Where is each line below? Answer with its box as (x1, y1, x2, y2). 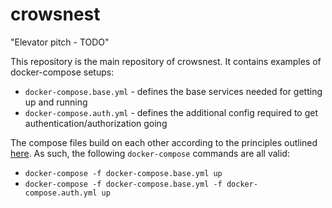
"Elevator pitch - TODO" (10, 36, 110, 48)
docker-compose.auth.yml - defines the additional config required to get (24, 106, 319, 118)
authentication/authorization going (24, 117, 168, 129)
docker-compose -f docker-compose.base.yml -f (24, 179, 223, 189)
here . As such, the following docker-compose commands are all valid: (10, 147, 290, 159)
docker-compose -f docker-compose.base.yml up (24, 168, 223, 178)
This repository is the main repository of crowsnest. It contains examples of (10, 55, 322, 67)
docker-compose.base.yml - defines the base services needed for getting (24, 85, 323, 97)
